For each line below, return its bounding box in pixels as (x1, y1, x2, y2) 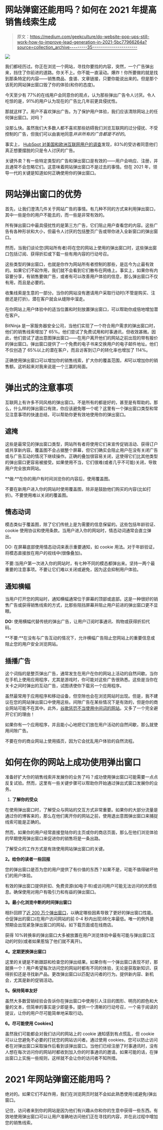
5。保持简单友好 (5, 988, 38, 993)
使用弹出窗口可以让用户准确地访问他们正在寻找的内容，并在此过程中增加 (13, 1113, 158, 1119)
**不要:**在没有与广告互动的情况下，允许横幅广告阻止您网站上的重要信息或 (5, 635, 155, 641)
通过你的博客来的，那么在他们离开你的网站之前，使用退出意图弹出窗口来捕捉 (5, 813, 158, 818)
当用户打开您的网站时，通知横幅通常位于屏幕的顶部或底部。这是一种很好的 (5, 596, 154, 602)
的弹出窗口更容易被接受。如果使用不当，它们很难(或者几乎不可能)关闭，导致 (5, 459, 157, 465)
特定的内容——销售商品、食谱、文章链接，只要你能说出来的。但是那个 (17, 75, 158, 81)
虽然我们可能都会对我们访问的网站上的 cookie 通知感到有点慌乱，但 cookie (5, 1031, 154, 1037)
